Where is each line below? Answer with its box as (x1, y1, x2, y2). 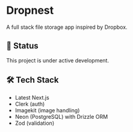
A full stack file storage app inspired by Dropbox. (6, 23, 128, 31)
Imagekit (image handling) (14, 106, 80, 114)
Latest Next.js (14, 94, 49, 101)
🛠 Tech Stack (6, 75, 59, 85)
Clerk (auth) (14, 100, 45, 107)
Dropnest (6, 4, 54, 17)
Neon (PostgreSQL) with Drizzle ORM (14, 113, 108, 120)
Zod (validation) (14, 119, 55, 127)
